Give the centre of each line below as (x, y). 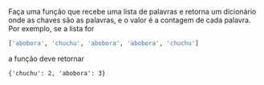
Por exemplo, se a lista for (51, 28)
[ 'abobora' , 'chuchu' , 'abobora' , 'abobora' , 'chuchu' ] (104, 43)
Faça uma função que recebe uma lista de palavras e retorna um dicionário (132, 12)
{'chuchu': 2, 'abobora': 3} (57, 73)
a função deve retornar (46, 59)
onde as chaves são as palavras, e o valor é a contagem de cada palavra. (130, 20)
